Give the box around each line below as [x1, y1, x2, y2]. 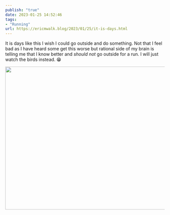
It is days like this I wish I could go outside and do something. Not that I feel [5, 40, 163, 46]
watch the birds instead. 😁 [5, 56, 62, 63]
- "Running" [5, 21, 30, 27]
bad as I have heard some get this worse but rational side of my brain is [5, 46, 154, 52]
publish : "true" [5, 7, 39, 13]
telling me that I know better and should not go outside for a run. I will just [5, 51, 158, 57]
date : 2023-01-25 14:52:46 [5, 12, 62, 17]
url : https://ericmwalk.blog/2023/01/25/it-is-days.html [5, 26, 128, 32]
